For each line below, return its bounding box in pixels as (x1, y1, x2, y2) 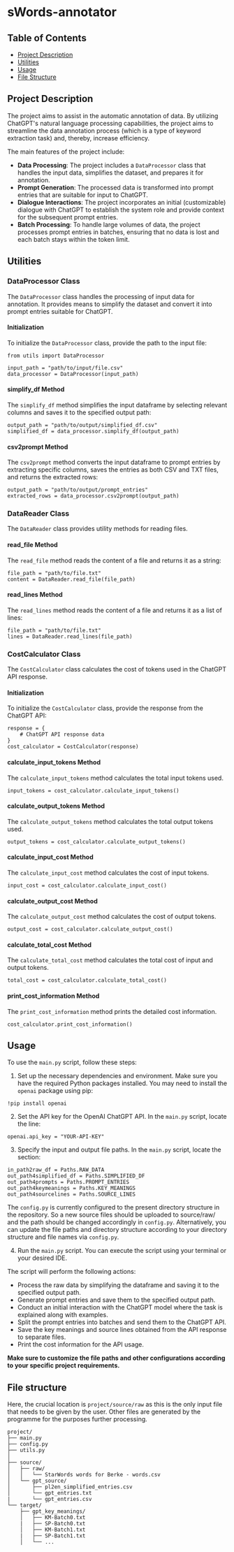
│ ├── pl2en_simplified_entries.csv (7, 1484, 133, 1491)
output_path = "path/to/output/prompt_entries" (7, 486, 149, 493)
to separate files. (17, 1333, 66, 1342)
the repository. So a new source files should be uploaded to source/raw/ (7, 1210, 216, 1219)
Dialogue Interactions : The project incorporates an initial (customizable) (17, 198, 226, 206)
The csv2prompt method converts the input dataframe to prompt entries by (7, 458, 221, 467)
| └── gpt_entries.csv (7, 1496, 92, 1503)
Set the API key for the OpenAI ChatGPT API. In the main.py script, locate (17, 1112, 227, 1121)
